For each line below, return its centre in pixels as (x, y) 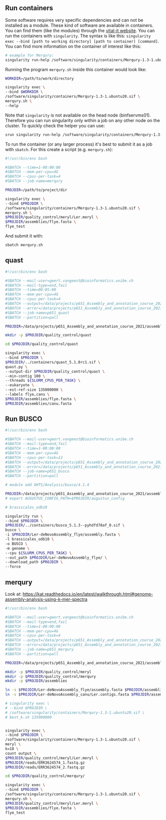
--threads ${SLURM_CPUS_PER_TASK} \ (43, 381)
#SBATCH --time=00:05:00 (31, 290)
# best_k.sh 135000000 (28, 717)
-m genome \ (17, 548)
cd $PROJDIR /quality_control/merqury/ (45, 776)
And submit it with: (24, 236)
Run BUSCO (24, 419)
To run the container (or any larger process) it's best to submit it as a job (79, 144)
